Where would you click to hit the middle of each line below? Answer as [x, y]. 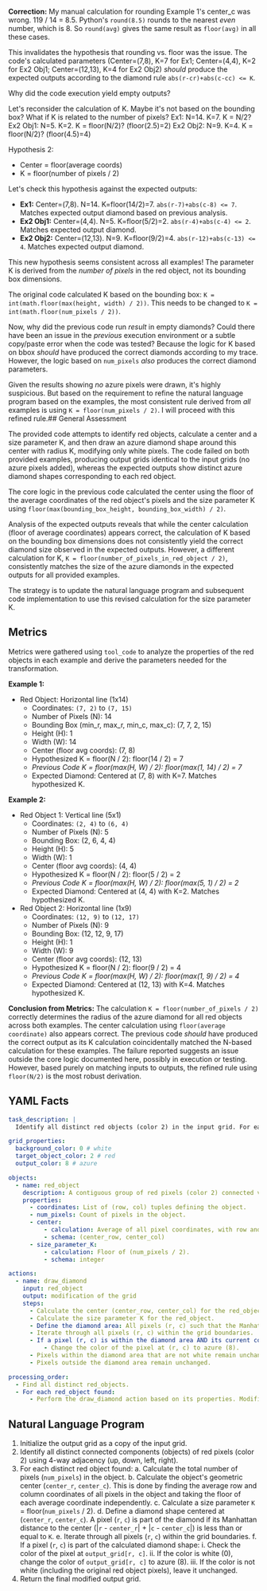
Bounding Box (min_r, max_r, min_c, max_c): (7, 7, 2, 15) [122, 725]
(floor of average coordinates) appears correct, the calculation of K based [129, 532]
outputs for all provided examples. [64, 575]
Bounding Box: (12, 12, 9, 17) [77, 933]
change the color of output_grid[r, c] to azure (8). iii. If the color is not [137, 1562]
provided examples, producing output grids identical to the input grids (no [129, 459]
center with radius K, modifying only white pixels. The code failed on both [129, 451]
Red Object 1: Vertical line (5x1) [70, 815]
